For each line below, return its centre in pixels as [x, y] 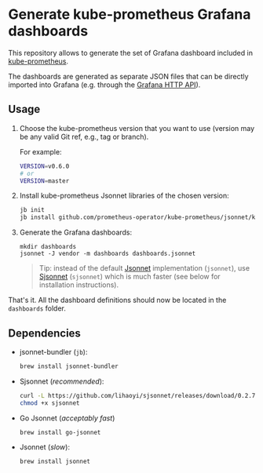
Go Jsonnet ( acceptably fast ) [67, 418]
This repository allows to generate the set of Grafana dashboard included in [131, 53]
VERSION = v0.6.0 [44, 166]
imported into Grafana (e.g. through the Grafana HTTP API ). [104, 85]
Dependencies [44, 333]
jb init [32, 210]
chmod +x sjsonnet [49, 403]
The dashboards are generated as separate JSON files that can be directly [128, 76]
